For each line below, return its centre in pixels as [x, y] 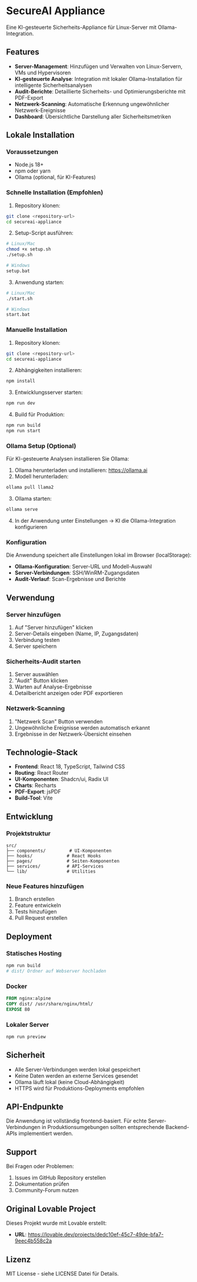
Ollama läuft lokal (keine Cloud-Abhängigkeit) [69, 1082]
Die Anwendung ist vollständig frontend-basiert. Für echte [76, 1121]
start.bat [18, 315]
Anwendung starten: [39, 282]
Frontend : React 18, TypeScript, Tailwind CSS [70, 766]
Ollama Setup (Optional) [41, 446]
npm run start [24, 431]
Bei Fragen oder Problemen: [40, 1166]
